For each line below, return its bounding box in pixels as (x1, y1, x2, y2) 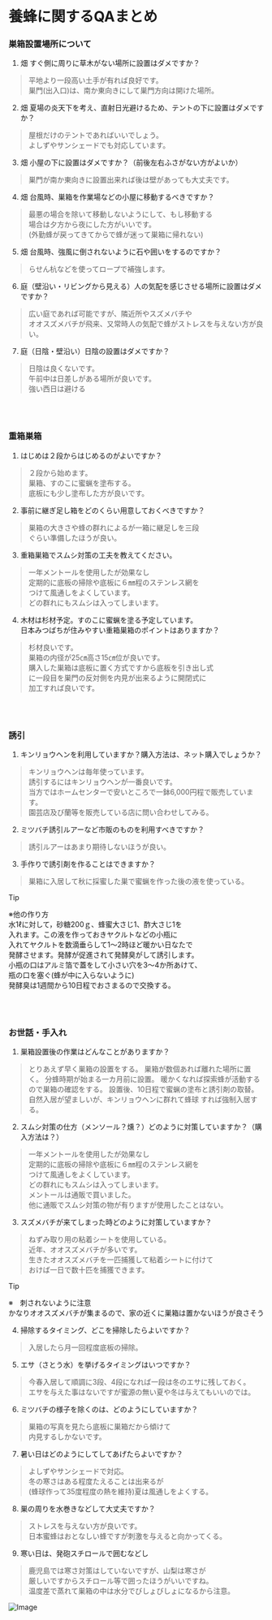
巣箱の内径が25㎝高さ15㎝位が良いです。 (28, 653, 165, 662)
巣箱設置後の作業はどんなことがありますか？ (19, 1047, 171, 1057)
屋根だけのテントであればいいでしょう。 (28, 131, 164, 140)
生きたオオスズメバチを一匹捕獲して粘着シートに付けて (28, 1255, 214, 1265)
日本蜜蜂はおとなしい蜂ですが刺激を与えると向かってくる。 (28, 1532, 227, 1541)
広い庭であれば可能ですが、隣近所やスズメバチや (28, 309, 192, 319)
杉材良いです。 (28, 642, 78, 652)
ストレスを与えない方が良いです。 (28, 1521, 142, 1531)
